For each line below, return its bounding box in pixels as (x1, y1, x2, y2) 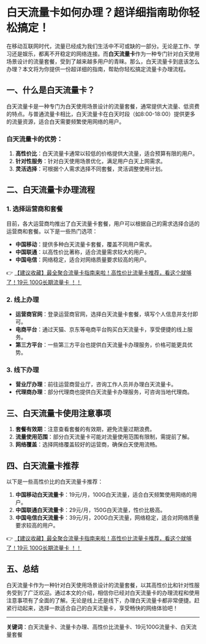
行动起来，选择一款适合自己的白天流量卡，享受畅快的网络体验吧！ (11, 604, 178, 611)
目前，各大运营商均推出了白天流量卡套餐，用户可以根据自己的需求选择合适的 (6, 220, 200, 227)
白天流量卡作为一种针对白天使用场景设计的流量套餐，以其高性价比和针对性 (6, 581, 194, 589)
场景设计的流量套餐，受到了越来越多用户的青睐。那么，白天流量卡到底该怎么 (6, 58, 200, 65)
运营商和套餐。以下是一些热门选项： (6, 228, 98, 235)
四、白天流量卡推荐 (6, 461, 79, 471)
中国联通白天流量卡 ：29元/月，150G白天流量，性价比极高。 (15, 506, 166, 513)
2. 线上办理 (6, 295, 39, 304)
